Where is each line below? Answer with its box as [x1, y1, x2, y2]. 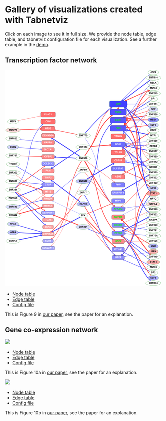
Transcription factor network [5, 56, 97, 65]
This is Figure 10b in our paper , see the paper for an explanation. [5, 410, 138, 416]
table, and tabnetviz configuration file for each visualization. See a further [5, 36, 157, 42]
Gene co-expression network [5, 326, 98, 334]
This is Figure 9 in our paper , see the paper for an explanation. [5, 311, 133, 317]
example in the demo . [5, 41, 50, 47]
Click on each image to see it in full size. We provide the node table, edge [5, 31, 156, 37]
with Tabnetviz [5, 14, 68, 26]
